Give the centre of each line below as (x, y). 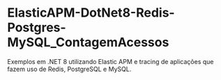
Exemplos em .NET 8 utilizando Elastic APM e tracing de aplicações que (110, 61)
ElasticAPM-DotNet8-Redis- (91, 13)
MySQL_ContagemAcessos (88, 42)
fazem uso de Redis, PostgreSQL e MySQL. (69, 69)
